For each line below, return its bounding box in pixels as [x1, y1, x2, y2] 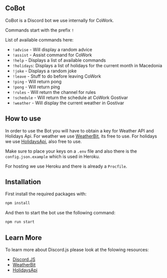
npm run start [5, 219, 35, 225]
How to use [5, 114, 41, 123]
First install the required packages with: [5, 191, 87, 197]
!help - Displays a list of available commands [12, 57, 106, 63]
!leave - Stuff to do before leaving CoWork [12, 73, 101, 79]
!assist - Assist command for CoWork [12, 52, 92, 58]
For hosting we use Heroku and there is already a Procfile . [5, 163, 127, 169]
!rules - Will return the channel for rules [12, 89, 96, 95]
